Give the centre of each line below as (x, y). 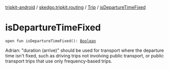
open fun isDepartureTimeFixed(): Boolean (51, 41)
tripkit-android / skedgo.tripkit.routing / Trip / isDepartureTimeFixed (75, 7)
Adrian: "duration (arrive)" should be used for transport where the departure (85, 50)
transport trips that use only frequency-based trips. (59, 61)
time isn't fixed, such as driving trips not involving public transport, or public (85, 55)
